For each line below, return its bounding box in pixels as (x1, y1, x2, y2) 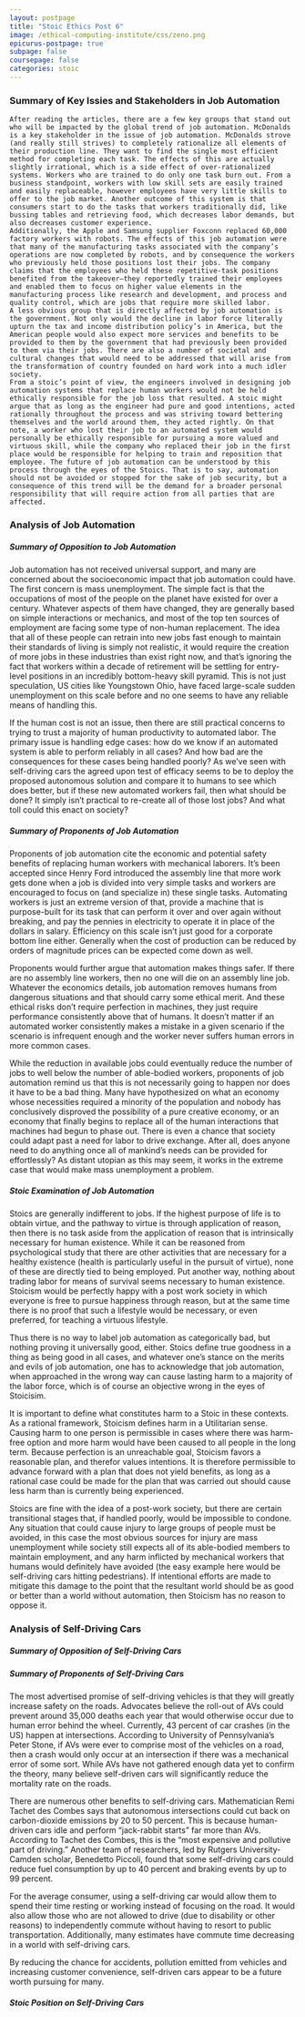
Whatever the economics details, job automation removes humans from (9, 982, 278, 993)
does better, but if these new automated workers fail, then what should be (9, 785, 287, 796)
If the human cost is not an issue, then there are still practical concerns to (9, 717, 285, 729)
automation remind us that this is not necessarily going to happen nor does (9, 1077, 290, 1089)
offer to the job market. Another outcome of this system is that (9, 195, 267, 204)
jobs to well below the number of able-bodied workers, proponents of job (9, 1068, 285, 1079)
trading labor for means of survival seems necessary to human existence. (9, 1276, 286, 1286)
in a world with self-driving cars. (9, 1940, 131, 1950)
